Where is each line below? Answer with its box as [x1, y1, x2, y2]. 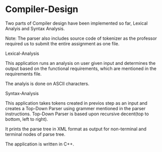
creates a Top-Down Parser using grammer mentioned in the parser [5, 105, 146, 111]
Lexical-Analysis [5, 50, 39, 56]
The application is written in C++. [5, 141, 74, 147]
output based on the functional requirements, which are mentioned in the [5, 65, 157, 71]
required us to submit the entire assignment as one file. [5, 40, 120, 46]
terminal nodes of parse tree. [5, 131, 65, 137]
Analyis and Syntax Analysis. [5, 25, 65, 31]
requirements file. [5, 70, 42, 77]
